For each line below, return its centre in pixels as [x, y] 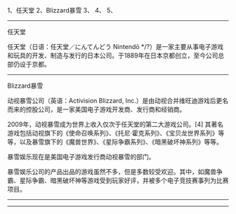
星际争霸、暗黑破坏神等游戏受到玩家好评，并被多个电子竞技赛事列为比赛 [124, 180]
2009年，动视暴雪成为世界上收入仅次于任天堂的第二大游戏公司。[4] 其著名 [116, 124]
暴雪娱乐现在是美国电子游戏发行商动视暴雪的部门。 [81, 157]
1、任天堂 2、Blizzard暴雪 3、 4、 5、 [62, 10]
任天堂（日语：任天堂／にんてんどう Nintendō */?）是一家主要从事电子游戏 [116, 47]
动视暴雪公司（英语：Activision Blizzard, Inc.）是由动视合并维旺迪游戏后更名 [118, 101]
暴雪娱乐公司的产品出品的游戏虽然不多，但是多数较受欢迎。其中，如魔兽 [112, 172]
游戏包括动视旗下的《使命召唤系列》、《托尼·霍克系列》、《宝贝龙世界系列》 [113, 133]
